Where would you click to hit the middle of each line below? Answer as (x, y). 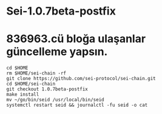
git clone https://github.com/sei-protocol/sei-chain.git (81, 79)
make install (23, 95)
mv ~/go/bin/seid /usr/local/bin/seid (55, 100)
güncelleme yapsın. (57, 52)
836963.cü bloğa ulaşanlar (76, 39)
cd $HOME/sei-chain (31, 84)
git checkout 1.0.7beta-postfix (47, 89)
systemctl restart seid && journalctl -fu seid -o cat (77, 105)
